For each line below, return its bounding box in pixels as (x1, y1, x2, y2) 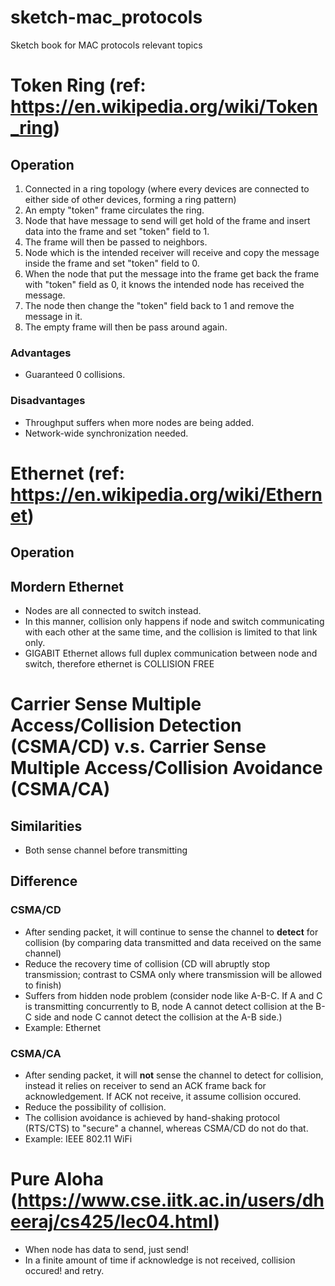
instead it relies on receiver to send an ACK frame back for (24, 1079, 267, 1091)
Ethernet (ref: (10, 462, 125, 485)
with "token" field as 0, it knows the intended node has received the (24, 278, 305, 290)
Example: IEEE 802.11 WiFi (24, 1132, 133, 1145)
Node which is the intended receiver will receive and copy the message (24, 246, 320, 258)
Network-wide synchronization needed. (24, 427, 189, 439)
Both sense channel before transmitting (24, 844, 188, 856)
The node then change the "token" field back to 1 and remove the (24, 299, 295, 311)
